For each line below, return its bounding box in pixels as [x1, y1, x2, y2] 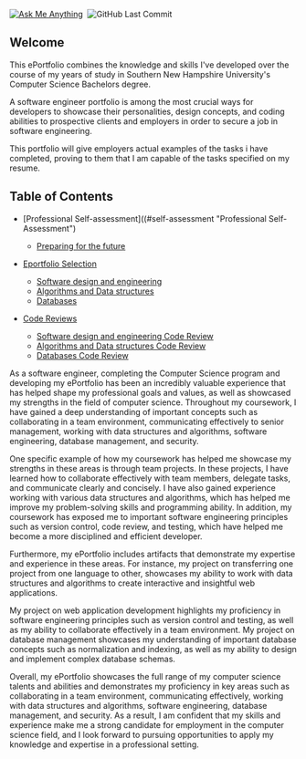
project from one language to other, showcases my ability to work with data [9, 567, 294, 578]
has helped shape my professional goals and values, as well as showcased [9, 387, 291, 398]
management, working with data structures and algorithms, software [9, 425, 268, 437]
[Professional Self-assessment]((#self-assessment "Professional [22, 213, 267, 224]
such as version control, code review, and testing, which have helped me [9, 521, 283, 532]
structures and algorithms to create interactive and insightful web [9, 577, 256, 588]
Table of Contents [9, 189, 114, 204]
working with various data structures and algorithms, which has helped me [9, 492, 290, 503]
